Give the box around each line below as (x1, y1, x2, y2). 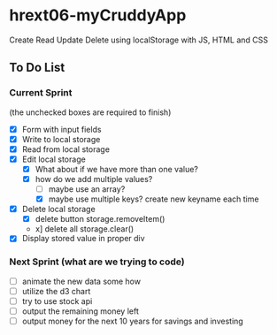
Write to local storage (21, 133, 101, 144)
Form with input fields (21, 124, 102, 134)
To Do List (9, 60, 65, 75)
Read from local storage (21, 143, 111, 155)
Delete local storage (21, 204, 96, 215)
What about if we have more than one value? (35, 164, 199, 174)
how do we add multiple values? (35, 173, 153, 184)
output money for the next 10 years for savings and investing (21, 316, 243, 326)
